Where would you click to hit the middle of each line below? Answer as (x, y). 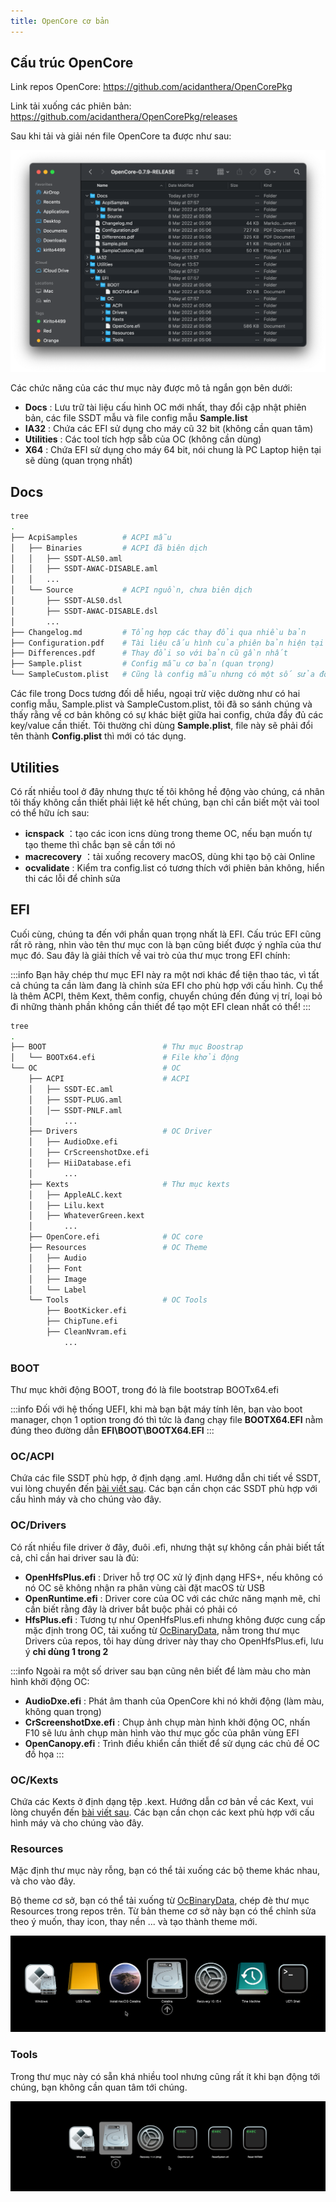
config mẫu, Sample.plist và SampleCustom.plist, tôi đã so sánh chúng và (161, 704)
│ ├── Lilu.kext (66, 1205)
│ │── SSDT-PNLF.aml (75, 1110)
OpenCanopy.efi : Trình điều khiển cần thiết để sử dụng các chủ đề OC (172, 1743)
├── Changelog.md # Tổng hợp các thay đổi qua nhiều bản (158, 632)
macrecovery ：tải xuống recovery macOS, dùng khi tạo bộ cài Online (170, 856)
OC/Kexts (34, 1780)
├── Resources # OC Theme (118, 1248)
